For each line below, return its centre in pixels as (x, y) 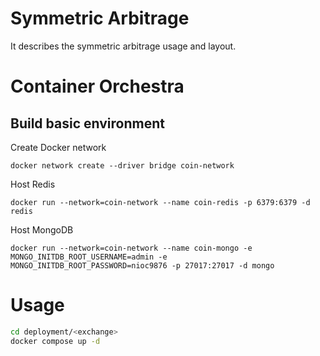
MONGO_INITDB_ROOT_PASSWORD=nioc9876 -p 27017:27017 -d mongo (142, 265)
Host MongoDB (42, 229)
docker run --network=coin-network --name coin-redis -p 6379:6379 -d (160, 202)
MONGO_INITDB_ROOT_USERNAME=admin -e (89, 257)
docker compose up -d (55, 341)
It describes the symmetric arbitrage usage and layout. (123, 46)
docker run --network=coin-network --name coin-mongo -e (131, 248)
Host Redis (33, 184)
